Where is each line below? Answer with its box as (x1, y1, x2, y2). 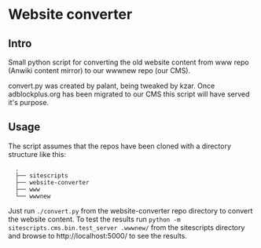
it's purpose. (8, 98, 50, 107)
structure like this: (8, 149, 67, 159)
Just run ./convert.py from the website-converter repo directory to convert (8, 206, 253, 215)
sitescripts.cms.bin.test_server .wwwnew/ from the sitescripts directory (8, 222, 245, 232)
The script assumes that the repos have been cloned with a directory (8, 141, 232, 151)
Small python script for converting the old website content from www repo (8, 57, 249, 67)
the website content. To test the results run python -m (8, 214, 181, 224)
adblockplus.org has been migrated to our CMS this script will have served (8, 89, 250, 99)
